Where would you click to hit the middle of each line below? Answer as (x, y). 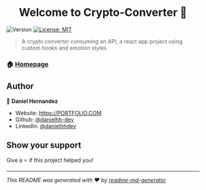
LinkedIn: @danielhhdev (46, 126)
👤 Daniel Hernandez (32, 101)
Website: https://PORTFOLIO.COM (58, 113)
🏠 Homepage (28, 64)
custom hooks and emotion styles (64, 48)
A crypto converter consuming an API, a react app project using (102, 41)
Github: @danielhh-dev (44, 120)
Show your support (44, 146)
